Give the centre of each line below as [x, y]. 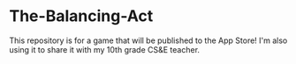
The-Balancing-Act [81, 16]
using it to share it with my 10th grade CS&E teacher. [105, 49]
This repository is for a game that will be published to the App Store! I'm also [148, 40]
